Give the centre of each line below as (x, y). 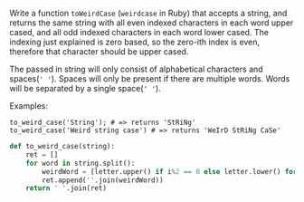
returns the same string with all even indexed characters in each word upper (152, 23)
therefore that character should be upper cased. (99, 52)
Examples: (28, 106)
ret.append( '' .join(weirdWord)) (103, 180)
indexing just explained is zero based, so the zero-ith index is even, (135, 42)
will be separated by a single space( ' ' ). (85, 88)
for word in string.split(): (81, 163)
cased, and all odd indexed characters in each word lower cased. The (139, 32)
